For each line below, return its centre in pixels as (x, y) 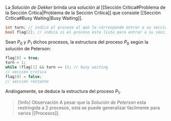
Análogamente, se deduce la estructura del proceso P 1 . (63, 92)
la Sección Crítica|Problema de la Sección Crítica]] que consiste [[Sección (83, 13)
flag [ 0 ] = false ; (24, 77)
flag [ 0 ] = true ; (22, 58)
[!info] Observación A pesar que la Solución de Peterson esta (82, 102)
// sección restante (27, 81)
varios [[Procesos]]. (39, 113)
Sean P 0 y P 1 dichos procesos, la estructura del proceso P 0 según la (77, 42)
